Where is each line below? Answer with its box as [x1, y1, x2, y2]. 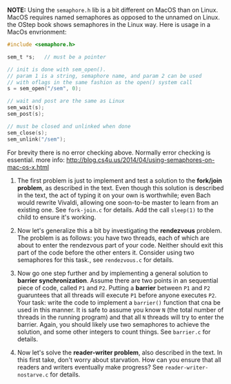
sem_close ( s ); [7, 129, 48, 137]
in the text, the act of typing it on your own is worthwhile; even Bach [17, 191, 211, 199]
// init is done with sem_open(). [7, 65, 107, 73]
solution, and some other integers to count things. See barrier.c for [17, 327, 211, 336]
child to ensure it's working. [17, 213, 97, 221]
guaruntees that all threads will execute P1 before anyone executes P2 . [17, 291, 217, 299]
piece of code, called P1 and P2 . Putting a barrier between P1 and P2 [17, 283, 210, 292]
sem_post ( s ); [7, 110, 45, 117]
